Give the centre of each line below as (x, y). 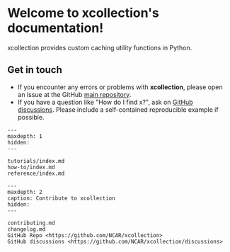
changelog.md (27, 229)
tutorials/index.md (36, 161)
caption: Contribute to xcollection (61, 198)
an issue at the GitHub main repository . (74, 94)
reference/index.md (36, 173)
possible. (31, 117)
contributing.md (31, 223)
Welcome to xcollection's (83, 13)
